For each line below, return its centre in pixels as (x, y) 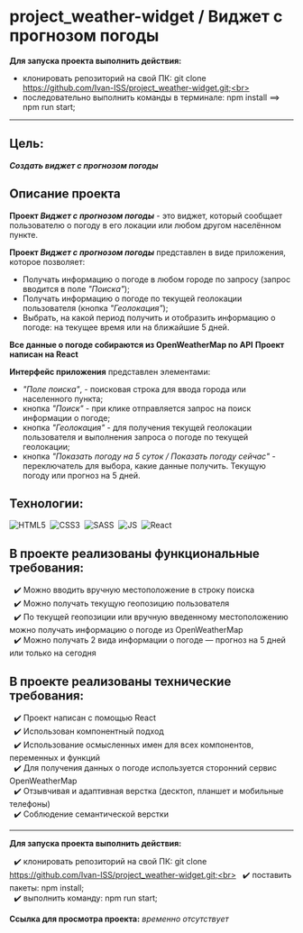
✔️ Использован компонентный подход (88, 731)
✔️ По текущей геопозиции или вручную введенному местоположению (151, 617)
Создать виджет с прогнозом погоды (84, 165)
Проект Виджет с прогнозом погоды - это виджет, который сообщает (146, 215)
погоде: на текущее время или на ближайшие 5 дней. (126, 327)
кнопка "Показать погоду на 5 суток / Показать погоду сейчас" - (149, 456)
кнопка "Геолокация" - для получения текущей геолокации (137, 427)
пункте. (24, 234)
